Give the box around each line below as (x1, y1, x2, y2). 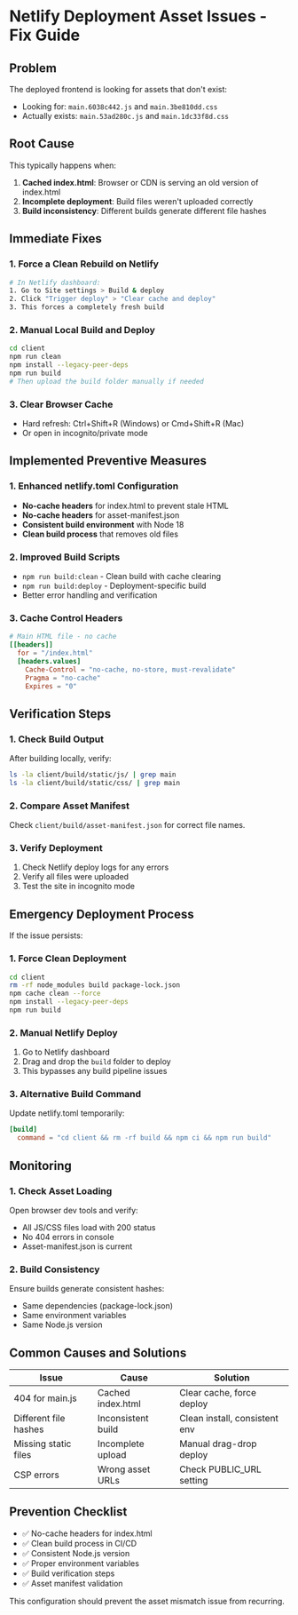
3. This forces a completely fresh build (9, 303, 165, 312)
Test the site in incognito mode (21, 881, 136, 892)
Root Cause (9, 136, 75, 152)
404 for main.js (13, 1392, 77, 1404)
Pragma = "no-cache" (25, 673, 101, 682)
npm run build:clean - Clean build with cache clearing (21, 570, 222, 581)
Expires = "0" (25, 681, 77, 690)
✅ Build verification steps (21, 1568, 115, 1579)
